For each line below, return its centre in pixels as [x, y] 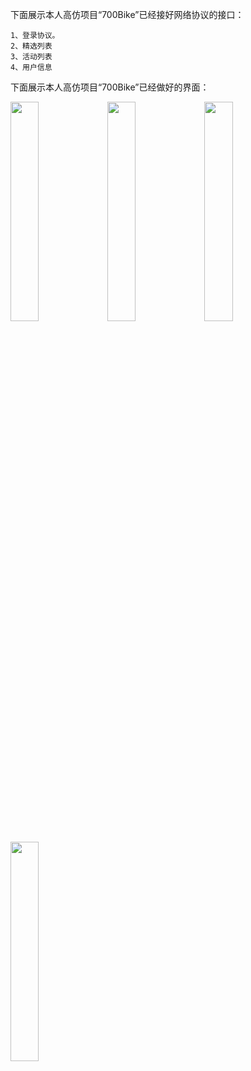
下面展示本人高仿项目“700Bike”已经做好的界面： [110, 87]
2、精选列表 [31, 46]
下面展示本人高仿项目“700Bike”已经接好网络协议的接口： [127, 14]
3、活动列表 [31, 57]
